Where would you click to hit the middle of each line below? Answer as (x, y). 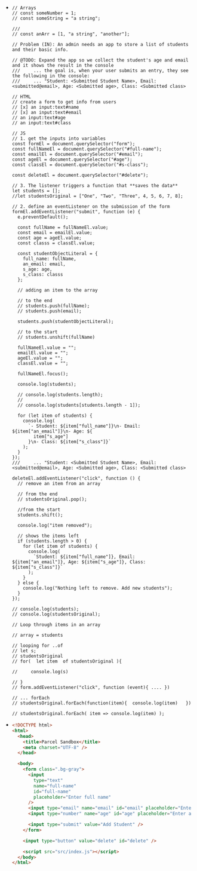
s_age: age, (38, 269)
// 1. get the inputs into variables (59, 139)
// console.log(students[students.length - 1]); (79, 405)
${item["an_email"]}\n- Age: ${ (52, 431)
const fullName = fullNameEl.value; (63, 228)
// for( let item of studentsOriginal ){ (67, 661)
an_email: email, (44, 264)
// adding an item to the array (58, 290)
